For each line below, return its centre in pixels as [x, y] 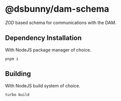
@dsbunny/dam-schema [57, 9]
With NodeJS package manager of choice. [48, 50]
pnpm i [12, 59]
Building [18, 74]
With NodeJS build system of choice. [43, 86]
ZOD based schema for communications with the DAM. [61, 23]
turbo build [17, 95]
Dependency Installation [44, 38]
